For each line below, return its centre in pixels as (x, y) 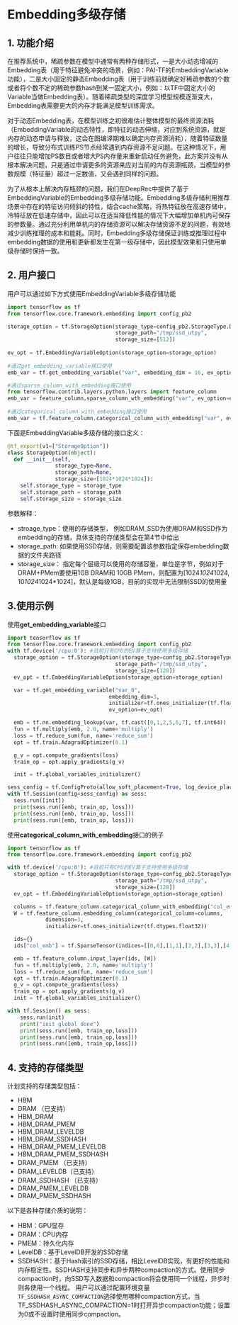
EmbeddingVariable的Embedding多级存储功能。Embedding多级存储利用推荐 (119, 198)
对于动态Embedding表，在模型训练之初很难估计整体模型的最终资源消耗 (111, 120)
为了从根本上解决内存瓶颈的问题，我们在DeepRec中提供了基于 (98, 189)
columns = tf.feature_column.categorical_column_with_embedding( (112, 907)
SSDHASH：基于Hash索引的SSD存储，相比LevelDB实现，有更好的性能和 (124, 1261)
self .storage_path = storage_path (71, 492)
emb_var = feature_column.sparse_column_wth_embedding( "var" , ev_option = (119, 399)
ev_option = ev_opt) (136, 710)
